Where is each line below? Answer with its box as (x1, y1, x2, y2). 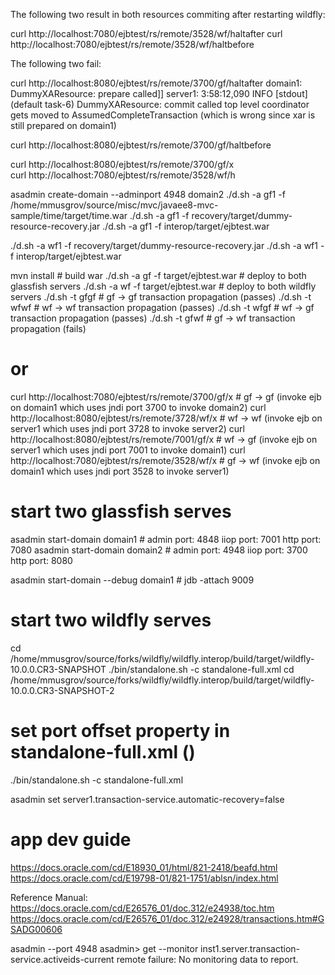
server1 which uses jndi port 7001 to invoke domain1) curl (10, 444, 246, 456)
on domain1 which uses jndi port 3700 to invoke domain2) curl (10, 401, 267, 413)
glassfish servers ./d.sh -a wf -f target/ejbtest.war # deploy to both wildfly (10, 280, 317, 292)
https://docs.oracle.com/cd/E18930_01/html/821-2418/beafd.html (10, 861, 278, 873)
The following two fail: (10, 58, 102, 69)
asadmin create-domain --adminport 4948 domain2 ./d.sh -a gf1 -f (10, 189, 286, 200)
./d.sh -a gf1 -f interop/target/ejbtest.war (102, 220, 270, 232)
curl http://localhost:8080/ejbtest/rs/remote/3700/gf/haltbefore (10, 139, 272, 151)
